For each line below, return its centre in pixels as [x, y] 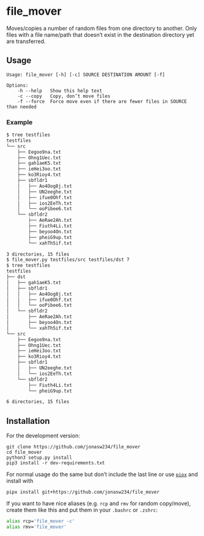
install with [20, 481]
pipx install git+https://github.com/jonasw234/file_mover [83, 492]
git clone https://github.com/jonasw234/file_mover [73, 447]
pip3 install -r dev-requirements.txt [56, 463]
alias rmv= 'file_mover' [37, 527]
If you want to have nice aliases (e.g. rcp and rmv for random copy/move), [99, 504]
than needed [21, 107]
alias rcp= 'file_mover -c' [41, 521]
